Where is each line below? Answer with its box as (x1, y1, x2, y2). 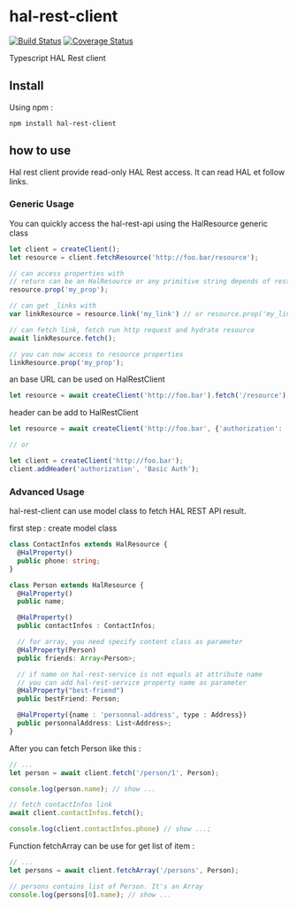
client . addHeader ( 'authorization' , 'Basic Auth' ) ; (9, 464, 200, 473)
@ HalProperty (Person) (17, 645, 97, 655)
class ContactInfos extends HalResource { (9, 540, 168, 549)
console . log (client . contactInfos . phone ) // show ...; (9, 825, 212, 834)
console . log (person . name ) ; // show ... (9, 784, 156, 794)
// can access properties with (9, 268, 125, 278)
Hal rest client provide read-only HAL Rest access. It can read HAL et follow (9, 167, 286, 177)
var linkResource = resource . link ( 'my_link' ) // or (9, 310, 203, 319)
